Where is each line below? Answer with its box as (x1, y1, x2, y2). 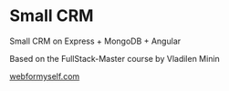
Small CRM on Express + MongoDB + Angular (9, 35, 182, 46)
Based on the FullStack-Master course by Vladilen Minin (9, 53, 221, 64)
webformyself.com (9, 70, 80, 82)
